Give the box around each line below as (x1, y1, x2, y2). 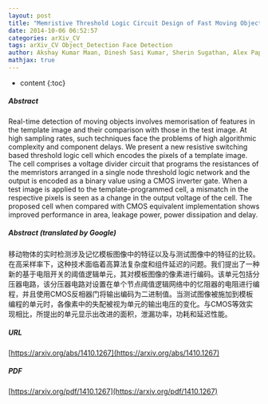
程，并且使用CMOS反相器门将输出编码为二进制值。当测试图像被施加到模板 (8, 289, 254, 299)
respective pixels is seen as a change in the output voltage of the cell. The (8, 192, 253, 202)
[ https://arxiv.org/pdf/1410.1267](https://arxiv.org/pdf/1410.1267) (8, 386, 218, 396)
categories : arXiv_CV (8, 34, 81, 42)
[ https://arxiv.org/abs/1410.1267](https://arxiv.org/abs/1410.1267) (8, 348, 220, 358)
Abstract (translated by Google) (8, 228, 117, 238)
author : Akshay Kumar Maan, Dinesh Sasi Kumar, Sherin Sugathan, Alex (8, 49, 248, 57)
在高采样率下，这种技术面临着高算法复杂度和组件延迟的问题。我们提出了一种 (8, 259, 260, 268)
